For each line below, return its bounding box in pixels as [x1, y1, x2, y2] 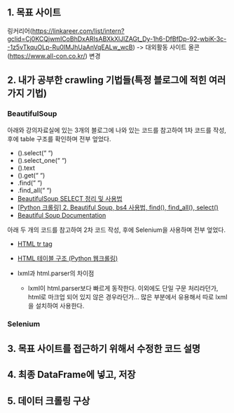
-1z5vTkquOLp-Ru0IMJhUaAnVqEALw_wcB [7, 43, 133, 51]
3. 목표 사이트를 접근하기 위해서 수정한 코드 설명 [7, 343, 201, 355]
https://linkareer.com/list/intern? [32, 27, 125, 35]
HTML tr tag [17, 240, 53, 248]
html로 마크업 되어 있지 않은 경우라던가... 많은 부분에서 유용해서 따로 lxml [27, 292, 228, 301]
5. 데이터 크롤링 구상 [7, 395, 90, 407]
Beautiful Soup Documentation [17, 211, 106, 219]
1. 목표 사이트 [7, 6, 61, 19]
